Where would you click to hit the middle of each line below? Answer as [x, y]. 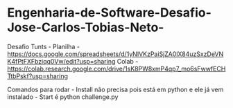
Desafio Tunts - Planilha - [43, 46]
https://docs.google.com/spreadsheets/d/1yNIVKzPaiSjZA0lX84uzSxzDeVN [115, 54]
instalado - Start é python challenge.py [63, 97]
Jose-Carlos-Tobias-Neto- [86, 27]
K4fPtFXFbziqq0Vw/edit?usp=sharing [61, 61]
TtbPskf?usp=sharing [37, 76]
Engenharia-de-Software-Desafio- [109, 13]
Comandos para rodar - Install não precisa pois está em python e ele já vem [115, 89]
